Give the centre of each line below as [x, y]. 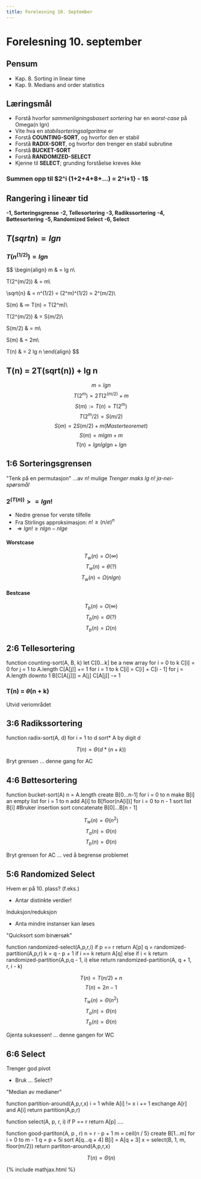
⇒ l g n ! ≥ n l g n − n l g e [42, 529]
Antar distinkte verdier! [43, 900]
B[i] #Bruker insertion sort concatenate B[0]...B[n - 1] [72, 808]
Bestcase [18, 593]
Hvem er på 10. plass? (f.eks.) [43, 889]
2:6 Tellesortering [41, 648]
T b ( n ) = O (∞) [101, 607]
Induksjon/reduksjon [32, 912]
